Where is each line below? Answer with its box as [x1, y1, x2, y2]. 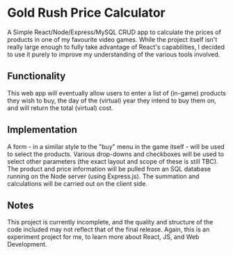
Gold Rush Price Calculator [7, 5, 166, 21]
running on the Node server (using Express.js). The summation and [7, 172, 200, 180]
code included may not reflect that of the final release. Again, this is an [7, 225, 210, 234]
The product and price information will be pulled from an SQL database [7, 164, 211, 173]
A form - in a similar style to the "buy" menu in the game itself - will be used [7, 142, 225, 150]
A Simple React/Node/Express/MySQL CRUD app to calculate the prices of [7, 28, 221, 36]
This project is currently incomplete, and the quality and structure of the [7, 218, 214, 226]
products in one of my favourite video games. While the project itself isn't [7, 35, 218, 43]
